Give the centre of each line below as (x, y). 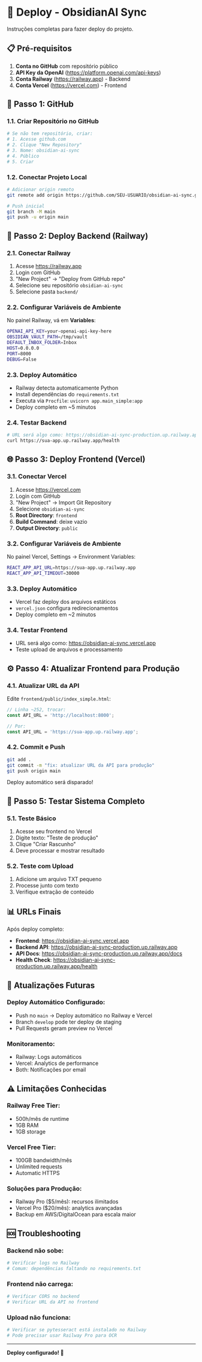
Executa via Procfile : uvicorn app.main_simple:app (79, 400)
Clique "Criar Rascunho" (46, 844)
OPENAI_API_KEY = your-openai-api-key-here (59, 331)
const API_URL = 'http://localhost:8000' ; (61, 715)
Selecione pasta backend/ (47, 292)
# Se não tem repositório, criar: (50, 134)
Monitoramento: (31, 1044)
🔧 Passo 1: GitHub (40, 104)
